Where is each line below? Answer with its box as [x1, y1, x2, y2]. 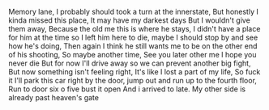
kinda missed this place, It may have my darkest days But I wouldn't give [8, 15, 251, 25]
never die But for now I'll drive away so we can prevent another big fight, [8, 58, 251, 68]
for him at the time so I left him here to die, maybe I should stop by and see [8, 32, 258, 42]
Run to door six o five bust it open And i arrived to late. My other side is [8, 84, 246, 94]
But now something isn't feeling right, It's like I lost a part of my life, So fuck [8, 67, 261, 76]
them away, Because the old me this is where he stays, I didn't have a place [8, 24, 261, 33]
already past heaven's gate [8, 93, 100, 102]
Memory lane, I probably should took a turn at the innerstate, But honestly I [8, 7, 259, 16]
